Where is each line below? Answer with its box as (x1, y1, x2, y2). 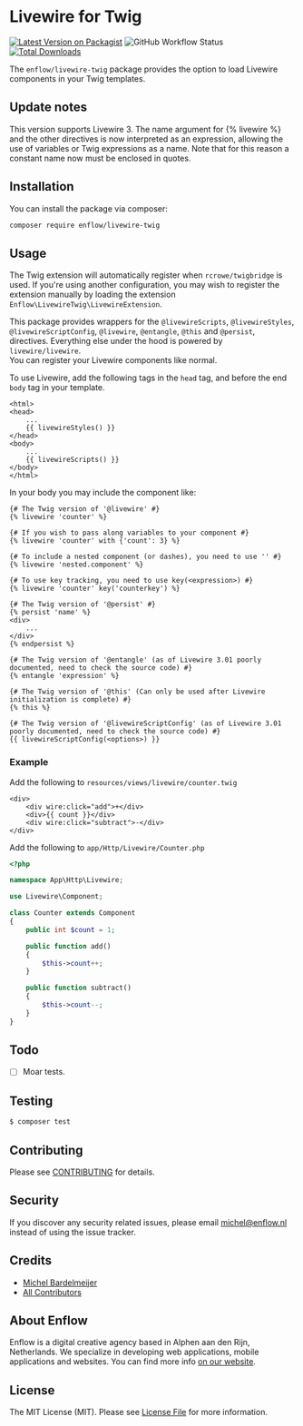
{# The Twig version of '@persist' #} (9, 600, 156, 609)
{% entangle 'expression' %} (9, 672, 120, 681)
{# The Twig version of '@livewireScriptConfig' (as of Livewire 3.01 (9, 719, 282, 728)
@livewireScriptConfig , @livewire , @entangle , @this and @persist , (9, 326, 256, 337)
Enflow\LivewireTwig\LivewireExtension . (9, 299, 162, 310)
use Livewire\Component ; (9, 892, 103, 901)
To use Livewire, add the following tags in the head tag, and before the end (9, 372, 288, 383)
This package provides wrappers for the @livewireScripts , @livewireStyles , (9, 316, 295, 328)
